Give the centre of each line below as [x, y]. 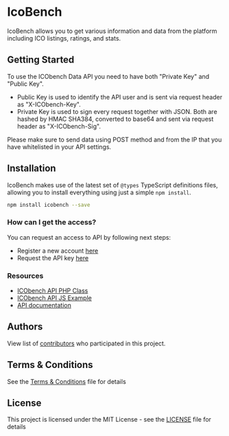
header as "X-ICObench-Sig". [59, 126]
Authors [25, 327]
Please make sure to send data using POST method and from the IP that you [114, 139]
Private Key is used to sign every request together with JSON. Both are [117, 111]
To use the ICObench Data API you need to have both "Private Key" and [108, 76]
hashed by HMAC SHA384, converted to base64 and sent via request [115, 119]
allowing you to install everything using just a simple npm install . [99, 192]
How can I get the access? [52, 222]
